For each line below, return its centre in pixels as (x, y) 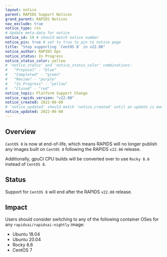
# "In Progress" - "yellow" (37, 84)
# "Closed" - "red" (28, 88)
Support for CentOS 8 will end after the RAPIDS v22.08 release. (69, 192)
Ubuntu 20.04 (27, 240)
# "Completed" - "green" (33, 75)
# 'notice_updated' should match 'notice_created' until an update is (80, 107)
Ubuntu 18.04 (26, 234)
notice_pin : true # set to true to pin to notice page (63, 42)
